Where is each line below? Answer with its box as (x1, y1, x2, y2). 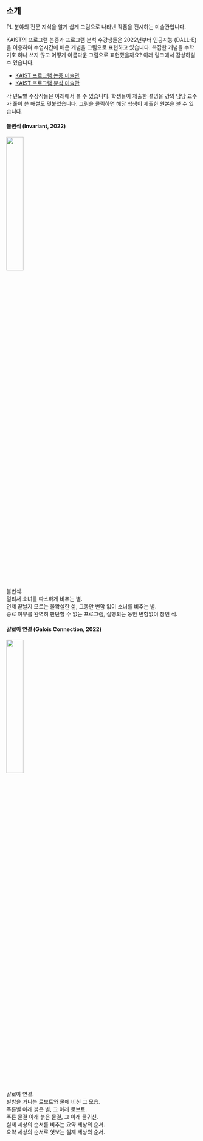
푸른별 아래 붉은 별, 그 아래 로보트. (6, 1106, 88, 1113)
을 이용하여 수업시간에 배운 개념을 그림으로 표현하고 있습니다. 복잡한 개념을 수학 (6, 43, 194, 51)
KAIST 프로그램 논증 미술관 (15, 72, 80, 79)
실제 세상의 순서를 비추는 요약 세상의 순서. (6, 1121, 105, 1128)
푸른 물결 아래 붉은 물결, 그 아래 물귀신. (6, 1113, 98, 1121)
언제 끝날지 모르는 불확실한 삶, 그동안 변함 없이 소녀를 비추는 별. (6, 603, 157, 610)
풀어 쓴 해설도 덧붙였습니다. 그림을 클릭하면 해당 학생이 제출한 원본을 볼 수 (12, 100, 188, 107)
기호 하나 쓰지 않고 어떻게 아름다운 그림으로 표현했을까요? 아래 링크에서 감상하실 (6, 51, 196, 58)
